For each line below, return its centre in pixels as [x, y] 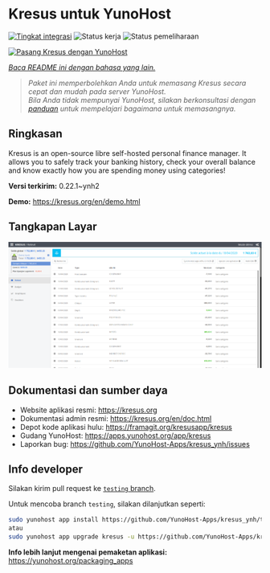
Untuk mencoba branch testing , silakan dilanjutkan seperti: [107, 504]
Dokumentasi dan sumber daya [88, 391]
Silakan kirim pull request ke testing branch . [82, 489]
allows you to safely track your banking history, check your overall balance [132, 162]
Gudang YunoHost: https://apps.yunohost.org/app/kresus [115, 436]
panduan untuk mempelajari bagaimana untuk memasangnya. [132, 108]
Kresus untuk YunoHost [90, 14]
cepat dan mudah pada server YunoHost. [97, 91]
